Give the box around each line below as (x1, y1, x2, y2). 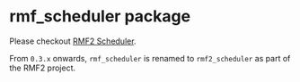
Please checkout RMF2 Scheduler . (9, 36, 137, 46)
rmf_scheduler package (9, 6, 191, 27)
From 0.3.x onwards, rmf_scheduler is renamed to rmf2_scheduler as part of (9, 53, 291, 63)
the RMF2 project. (9, 62, 76, 73)
